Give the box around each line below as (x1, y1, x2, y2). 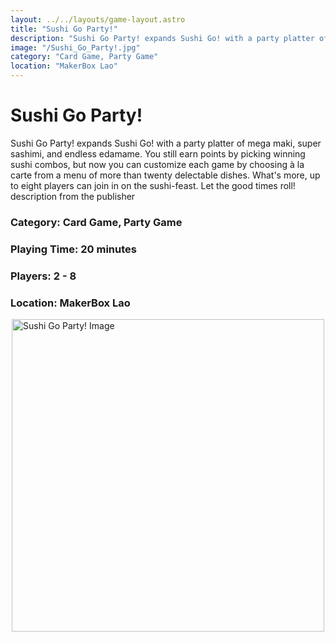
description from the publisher (10, 190, 136, 202)
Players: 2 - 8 (10, 269, 77, 283)
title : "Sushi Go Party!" (10, 24, 118, 34)
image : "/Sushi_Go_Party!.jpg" (10, 42, 141, 53)
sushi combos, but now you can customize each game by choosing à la (10, 158, 305, 170)
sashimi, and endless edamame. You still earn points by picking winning (10, 147, 306, 160)
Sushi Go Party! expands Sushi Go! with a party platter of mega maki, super (10, 137, 322, 149)
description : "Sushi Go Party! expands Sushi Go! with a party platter (10, 33, 315, 43)
